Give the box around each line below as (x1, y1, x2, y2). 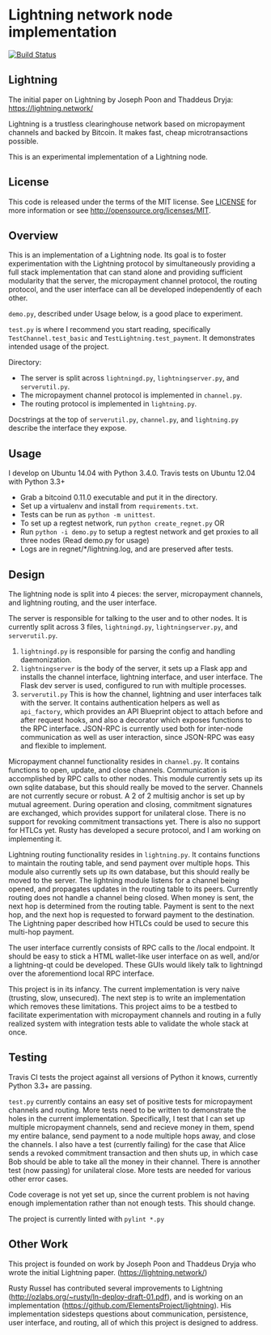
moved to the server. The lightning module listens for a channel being (8, 876, 240, 885)
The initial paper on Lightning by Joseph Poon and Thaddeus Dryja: (8, 95, 234, 104)
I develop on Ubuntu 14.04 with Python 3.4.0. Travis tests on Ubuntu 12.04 (8, 468, 256, 478)
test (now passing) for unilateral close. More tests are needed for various (8, 1165, 252, 1175)
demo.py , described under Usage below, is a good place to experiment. (8, 309, 243, 319)
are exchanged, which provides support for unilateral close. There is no (8, 808, 247, 818)
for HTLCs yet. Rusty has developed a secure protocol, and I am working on (8, 826, 261, 835)
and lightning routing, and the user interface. (8, 597, 158, 607)
